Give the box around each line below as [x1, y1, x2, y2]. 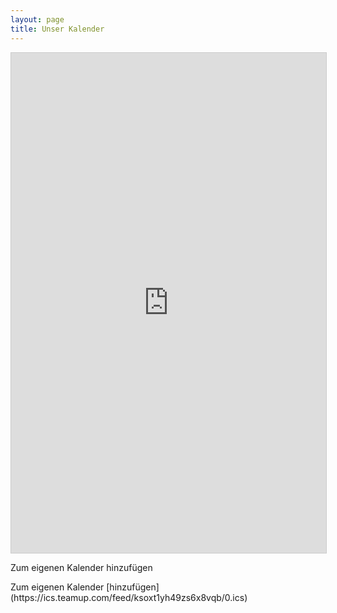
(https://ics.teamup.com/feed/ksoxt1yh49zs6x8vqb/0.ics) [10, 591, 248, 603]
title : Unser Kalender [10, 24, 105, 34]
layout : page [10, 14, 65, 25]
